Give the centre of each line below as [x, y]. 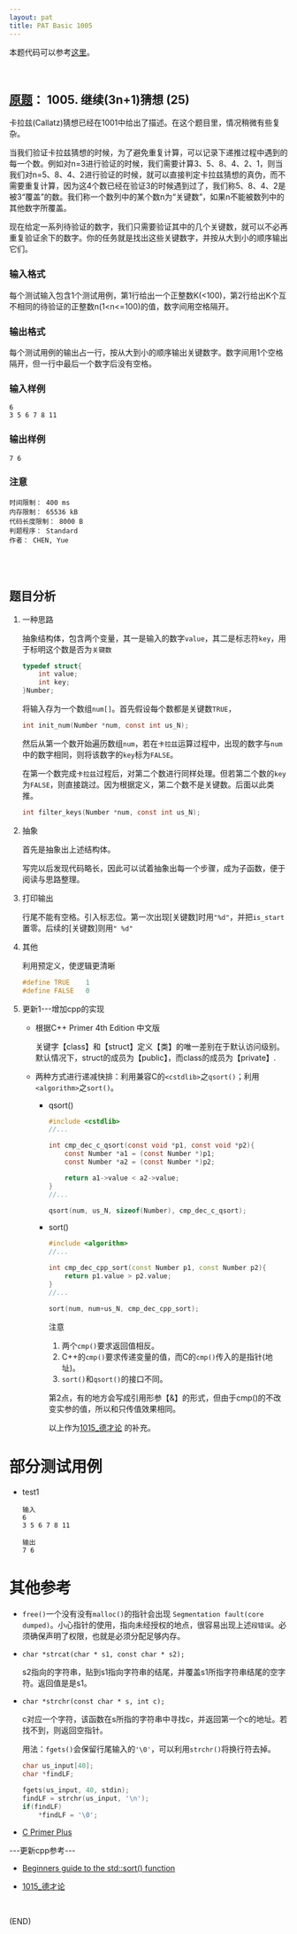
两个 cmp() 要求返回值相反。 [110, 1345]
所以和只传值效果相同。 [138, 1408]
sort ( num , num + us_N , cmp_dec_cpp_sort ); [124, 1308]
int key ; [54, 682]
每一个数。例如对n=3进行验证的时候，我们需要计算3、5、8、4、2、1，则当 [146, 164]
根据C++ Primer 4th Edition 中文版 [98, 1027]
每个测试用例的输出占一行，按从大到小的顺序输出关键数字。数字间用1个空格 [146, 352]
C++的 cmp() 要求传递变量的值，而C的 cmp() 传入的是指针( [163, 1356]
